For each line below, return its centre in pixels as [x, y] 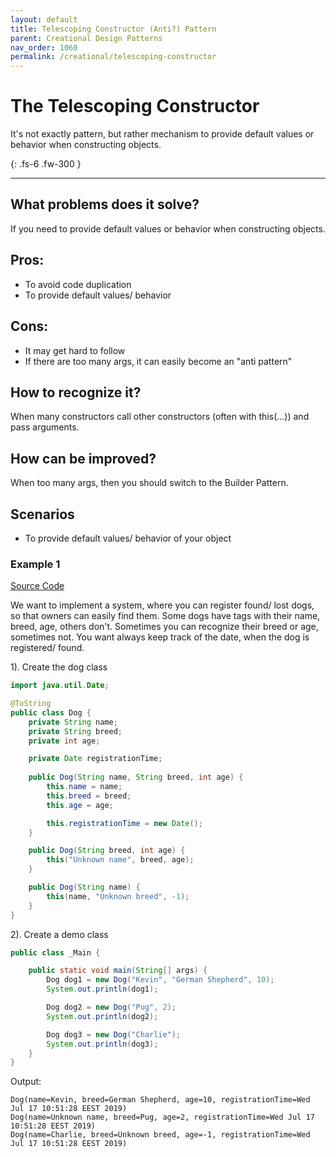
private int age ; [64, 741]
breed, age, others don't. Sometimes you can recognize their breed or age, [164, 627]
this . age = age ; [80, 805]
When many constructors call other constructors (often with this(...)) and [160, 417]
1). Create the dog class [59, 667]
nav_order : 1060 [44, 47]
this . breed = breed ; [89, 796]
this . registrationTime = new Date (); [124, 823]
